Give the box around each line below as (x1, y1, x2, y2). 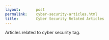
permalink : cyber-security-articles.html (5, 12, 98, 17)
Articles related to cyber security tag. (5, 30, 81, 36)
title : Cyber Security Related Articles (5, 16, 105, 21)
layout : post (5, 7, 45, 12)
